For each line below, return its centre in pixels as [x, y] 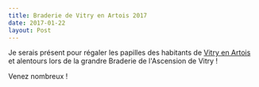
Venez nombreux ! [38, 77]
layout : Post [30, 30]
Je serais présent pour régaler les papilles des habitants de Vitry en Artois [129, 53]
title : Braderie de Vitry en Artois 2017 [78, 15]
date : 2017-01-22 [37, 23]
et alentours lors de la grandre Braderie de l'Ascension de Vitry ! [113, 61]
